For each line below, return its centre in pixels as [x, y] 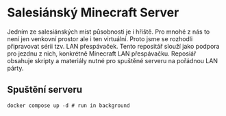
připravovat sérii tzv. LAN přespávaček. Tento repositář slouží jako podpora [113, 46]
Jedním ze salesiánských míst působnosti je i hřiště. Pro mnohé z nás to [109, 32]
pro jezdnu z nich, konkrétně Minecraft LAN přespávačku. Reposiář [102, 54]
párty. [15, 68]
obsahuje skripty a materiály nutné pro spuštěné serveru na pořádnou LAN [112, 60]
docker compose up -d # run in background [68, 105]
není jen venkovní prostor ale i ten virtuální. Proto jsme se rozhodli [100, 38]
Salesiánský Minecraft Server [93, 13]
